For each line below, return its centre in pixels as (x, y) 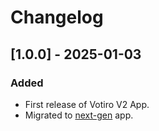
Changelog (57, 17)
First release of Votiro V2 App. (87, 104)
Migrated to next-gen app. (79, 115)
